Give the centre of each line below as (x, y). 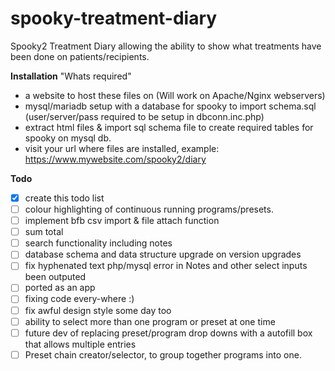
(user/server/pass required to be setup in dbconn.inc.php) (144, 116)
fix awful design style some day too (98, 310)
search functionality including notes (98, 243)
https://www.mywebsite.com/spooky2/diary (115, 159)
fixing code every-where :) (79, 299)
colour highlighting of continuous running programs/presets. (149, 209)
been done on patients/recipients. (80, 56)
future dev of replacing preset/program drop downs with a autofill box (168, 333)
